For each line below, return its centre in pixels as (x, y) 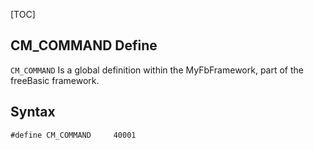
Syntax (33, 112)
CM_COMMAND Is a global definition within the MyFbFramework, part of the (157, 70)
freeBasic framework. (55, 80)
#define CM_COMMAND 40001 (73, 135)
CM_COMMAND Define (84, 45)
